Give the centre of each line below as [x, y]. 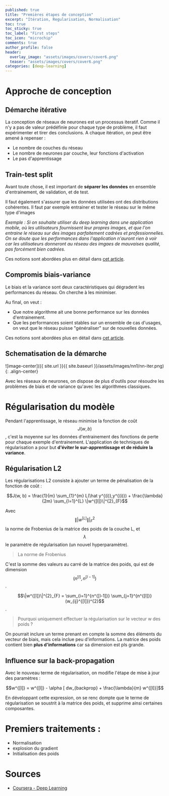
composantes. [20, 709]
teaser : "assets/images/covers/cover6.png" [56, 62]
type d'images [20, 212]
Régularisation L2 [33, 468]
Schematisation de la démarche [56, 354]
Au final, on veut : [23, 302]
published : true [22, 10]
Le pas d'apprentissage [37, 159]
